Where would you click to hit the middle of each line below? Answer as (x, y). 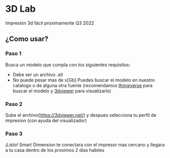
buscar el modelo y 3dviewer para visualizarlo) (62, 91)
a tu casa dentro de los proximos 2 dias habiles (55, 150)
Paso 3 (14, 134)
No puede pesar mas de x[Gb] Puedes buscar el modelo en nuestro (84, 80)
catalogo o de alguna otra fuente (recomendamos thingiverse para (83, 85)
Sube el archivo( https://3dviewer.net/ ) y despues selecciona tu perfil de (81, 115)
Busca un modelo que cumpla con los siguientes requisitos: (68, 65)
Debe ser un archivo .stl (38, 74)
